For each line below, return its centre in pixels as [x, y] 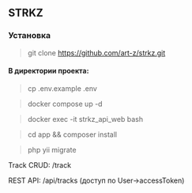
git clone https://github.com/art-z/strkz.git [96, 53]
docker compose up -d [65, 104]
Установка [30, 36]
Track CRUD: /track [40, 165]
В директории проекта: [49, 71]
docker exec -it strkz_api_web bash [85, 119]
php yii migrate [52, 149]
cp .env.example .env [62, 88]
